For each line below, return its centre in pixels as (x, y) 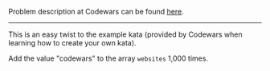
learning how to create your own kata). (72, 43)
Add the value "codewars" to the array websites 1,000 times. (108, 58)
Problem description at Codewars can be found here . (96, 12)
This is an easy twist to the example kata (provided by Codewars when (125, 34)
